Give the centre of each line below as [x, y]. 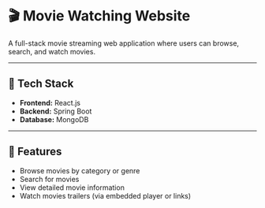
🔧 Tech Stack [41, 84]
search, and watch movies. [52, 51]
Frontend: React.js [50, 102]
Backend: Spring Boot [56, 111]
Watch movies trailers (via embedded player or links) [105, 195]
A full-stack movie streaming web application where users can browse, [123, 43]
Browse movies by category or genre [80, 170]
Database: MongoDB [54, 119]
